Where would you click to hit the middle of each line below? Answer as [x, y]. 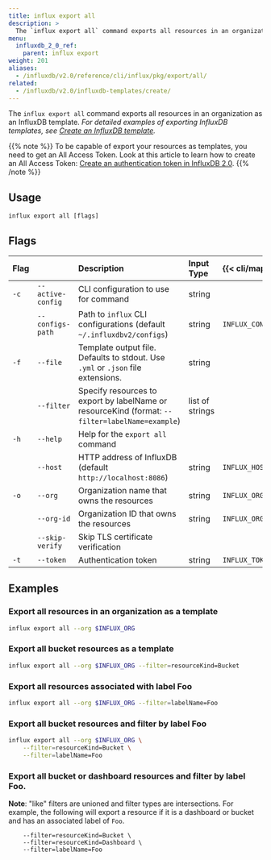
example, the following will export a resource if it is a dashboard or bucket [131, 812]
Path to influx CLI [113, 314]
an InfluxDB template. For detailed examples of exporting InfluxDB [118, 123]
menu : [17, 38]
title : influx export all [52, 16]
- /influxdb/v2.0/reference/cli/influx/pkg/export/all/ [111, 76]
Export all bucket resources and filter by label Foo [108, 724]
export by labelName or [123, 401]
